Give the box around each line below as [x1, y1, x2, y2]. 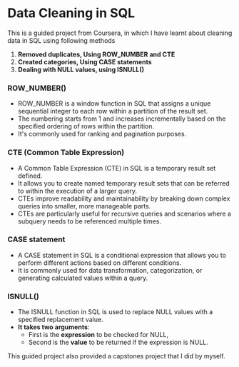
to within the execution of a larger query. [17, 186, 138, 195]
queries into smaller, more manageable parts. [17, 201, 151, 210]
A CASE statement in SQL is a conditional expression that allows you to [17, 251, 227, 259]
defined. [17, 171, 43, 180]
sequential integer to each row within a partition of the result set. [17, 107, 208, 116]
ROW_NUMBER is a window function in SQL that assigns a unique [17, 99, 211, 108]
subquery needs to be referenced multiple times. [17, 216, 162, 226]
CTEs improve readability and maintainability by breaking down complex [17, 194, 230, 203]
